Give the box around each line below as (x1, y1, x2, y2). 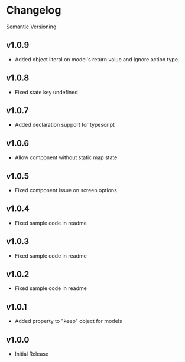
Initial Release (14, 350, 49, 357)
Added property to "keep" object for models (14, 318, 122, 325)
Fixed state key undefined (14, 88, 78, 96)
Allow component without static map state (14, 154, 118, 161)
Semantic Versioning (6, 23, 57, 30)
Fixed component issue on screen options (14, 187, 117, 193)
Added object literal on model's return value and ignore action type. (14, 55, 180, 62)
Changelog (6, 4, 61, 17)
